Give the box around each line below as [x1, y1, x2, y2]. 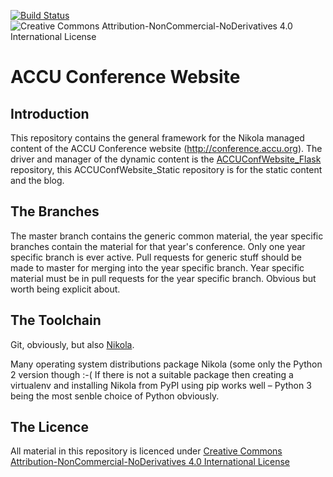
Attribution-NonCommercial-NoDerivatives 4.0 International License [10, 456, 291, 468]
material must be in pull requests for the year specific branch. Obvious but [10, 272, 317, 284]
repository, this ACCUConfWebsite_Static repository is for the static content [10, 164, 323, 175]
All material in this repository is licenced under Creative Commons [10, 445, 283, 457]
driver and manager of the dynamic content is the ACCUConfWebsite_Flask [10, 153, 322, 165]
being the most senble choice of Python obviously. [10, 390, 220, 402]
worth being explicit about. [10, 283, 121, 295]
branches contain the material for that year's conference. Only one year [10, 240, 306, 252]
